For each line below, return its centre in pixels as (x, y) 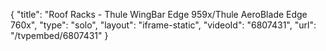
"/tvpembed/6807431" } (59, 35)
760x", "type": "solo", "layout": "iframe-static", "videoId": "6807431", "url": (163, 25)
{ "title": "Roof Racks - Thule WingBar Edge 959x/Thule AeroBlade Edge (159, 14)
